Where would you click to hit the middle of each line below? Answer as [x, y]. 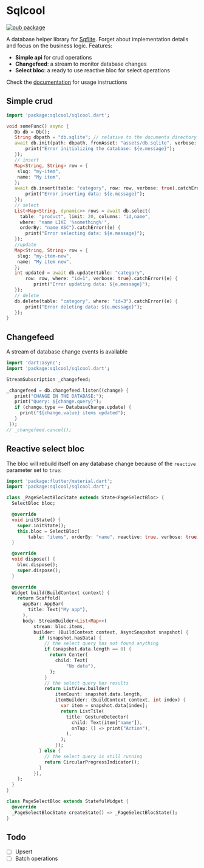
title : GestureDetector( [97, 717]
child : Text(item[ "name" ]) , [107, 723]
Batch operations [36, 859]
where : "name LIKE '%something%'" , [65, 222]
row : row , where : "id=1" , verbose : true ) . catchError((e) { [101, 279]
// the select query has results [87, 683]
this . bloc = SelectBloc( [49, 531]
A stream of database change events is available [67, 352]
